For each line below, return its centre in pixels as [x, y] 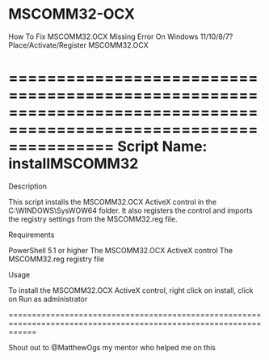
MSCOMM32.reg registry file [57, 259]
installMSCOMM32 [74, 164]
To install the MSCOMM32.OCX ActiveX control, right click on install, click [131, 290]
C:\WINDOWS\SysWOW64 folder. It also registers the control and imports [130, 210]
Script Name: [162, 147]
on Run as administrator [48, 299]
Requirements [32, 235]
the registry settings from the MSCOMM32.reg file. [93, 218]
